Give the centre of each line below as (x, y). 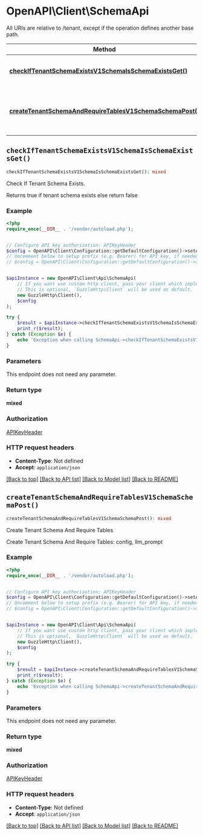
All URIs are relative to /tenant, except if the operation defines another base (100, 28)
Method (104, 49)
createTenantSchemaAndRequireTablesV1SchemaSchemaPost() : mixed (89, 518)
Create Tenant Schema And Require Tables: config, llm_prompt (85, 542)
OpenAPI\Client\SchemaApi (78, 11)
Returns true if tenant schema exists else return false (72, 195)
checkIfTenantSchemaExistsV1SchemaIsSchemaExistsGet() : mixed (86, 172)
